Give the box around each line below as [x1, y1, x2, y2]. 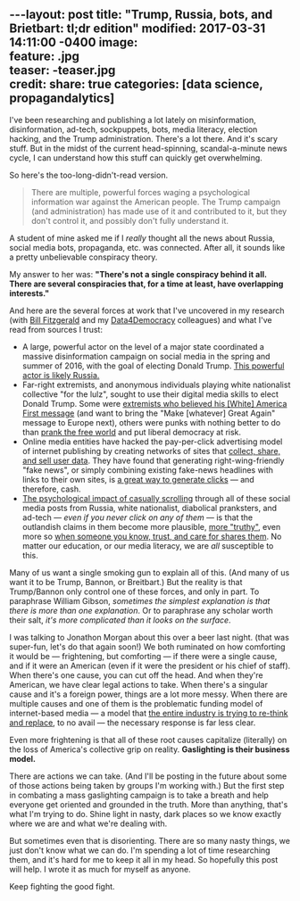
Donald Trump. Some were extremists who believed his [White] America [21, 398, 287, 409]
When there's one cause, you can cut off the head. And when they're [9, 669, 263, 681]
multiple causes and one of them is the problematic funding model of [9, 698, 263, 708]
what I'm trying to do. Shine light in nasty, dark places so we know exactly [9, 808, 282, 819]
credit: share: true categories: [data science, [9, 77, 263, 92]
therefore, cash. [21, 484, 82, 494]
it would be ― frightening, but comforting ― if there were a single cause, [9, 650, 278, 661]
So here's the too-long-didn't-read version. [9, 169, 168, 180]
